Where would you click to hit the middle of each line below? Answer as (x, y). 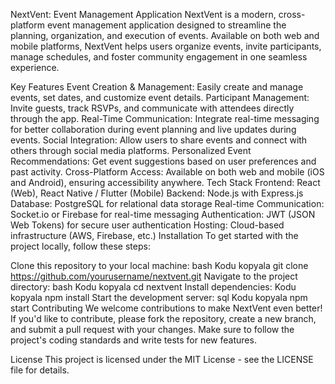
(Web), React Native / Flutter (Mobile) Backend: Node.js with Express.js (157, 193)
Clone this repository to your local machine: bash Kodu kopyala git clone (159, 265)
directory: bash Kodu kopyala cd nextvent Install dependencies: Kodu (153, 287)
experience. (35, 67)
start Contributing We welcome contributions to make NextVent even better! (166, 308)
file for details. (40, 370)
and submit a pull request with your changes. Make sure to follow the (152, 329)
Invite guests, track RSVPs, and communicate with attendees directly (152, 108)
